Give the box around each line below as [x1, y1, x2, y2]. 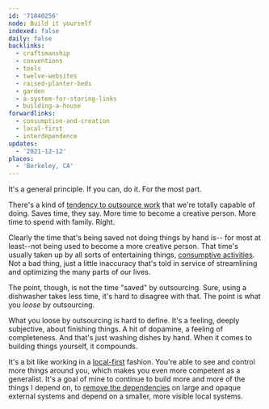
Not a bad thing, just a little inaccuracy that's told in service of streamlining [8, 259, 258, 268]
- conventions [15, 57, 63, 65]
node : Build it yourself [8, 19, 92, 27]
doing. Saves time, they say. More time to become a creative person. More [8, 209, 256, 218]
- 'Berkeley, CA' [15, 162, 74, 171]
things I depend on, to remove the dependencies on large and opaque [8, 383, 241, 393]
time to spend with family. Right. [8, 217, 116, 227]
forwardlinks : [8, 110, 57, 118]
